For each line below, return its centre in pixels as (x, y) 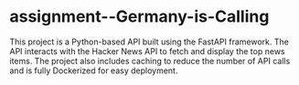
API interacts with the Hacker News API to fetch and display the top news (147, 51)
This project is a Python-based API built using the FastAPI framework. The (149, 42)
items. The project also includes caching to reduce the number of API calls (150, 61)
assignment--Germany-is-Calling (139, 17)
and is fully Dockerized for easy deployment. (94, 71)
